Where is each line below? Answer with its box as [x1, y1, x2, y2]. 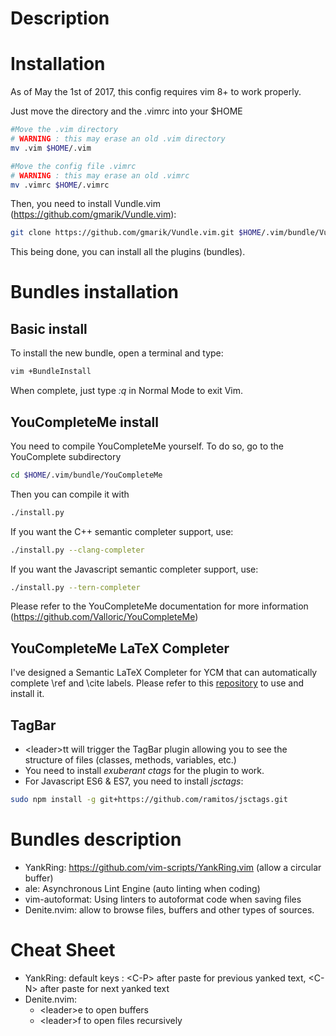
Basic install [10, 320, 88, 337]
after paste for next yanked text [39, 982, 170, 994]
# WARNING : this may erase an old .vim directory [10, 134, 226, 144]
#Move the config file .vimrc [10, 161, 137, 171]
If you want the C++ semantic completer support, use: [10, 525, 234, 537]
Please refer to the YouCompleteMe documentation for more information [10, 600, 309, 612]
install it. [10, 688, 45, 700]
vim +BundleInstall [10, 367, 92, 377]
